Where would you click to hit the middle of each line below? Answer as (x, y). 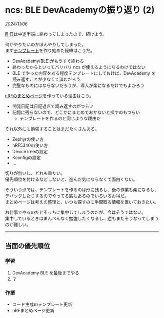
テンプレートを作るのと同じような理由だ (60, 118)
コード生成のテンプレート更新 (42, 304)
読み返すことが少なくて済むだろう (46, 79)
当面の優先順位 (28, 246)
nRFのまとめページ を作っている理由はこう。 (49, 95)
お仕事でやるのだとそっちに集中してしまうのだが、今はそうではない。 (75, 212)
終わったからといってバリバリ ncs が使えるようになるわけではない (79, 67)
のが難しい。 (18, 224)
